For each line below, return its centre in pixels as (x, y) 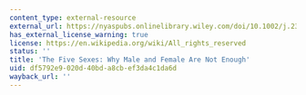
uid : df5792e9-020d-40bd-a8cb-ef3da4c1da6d (93, 69)
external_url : (36, 26)
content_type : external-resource (73, 18)
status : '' (30, 52)
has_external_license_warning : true (79, 34)
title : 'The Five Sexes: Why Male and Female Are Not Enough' (130, 60)
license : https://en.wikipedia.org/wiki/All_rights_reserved (128, 43)
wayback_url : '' (40, 77)
